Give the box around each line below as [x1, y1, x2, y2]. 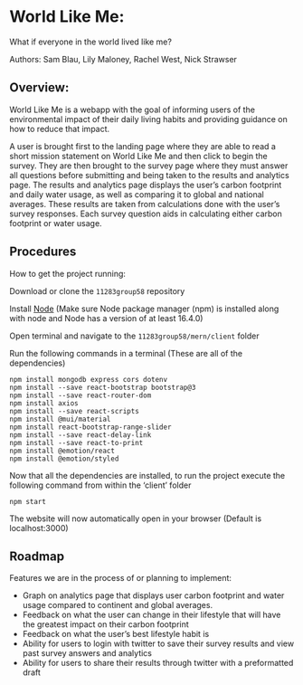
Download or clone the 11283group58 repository [9, 285, 185, 296]
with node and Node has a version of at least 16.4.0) [9, 312, 204, 323]
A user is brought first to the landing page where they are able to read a [9, 140, 276, 151]
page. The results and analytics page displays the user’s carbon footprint [9, 179, 282, 190]
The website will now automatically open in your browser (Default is [9, 513, 262, 524]
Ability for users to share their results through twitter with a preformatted [22, 658, 294, 669]
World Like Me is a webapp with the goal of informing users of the [9, 104, 256, 115]
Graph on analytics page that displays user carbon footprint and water [22, 590, 285, 601]
